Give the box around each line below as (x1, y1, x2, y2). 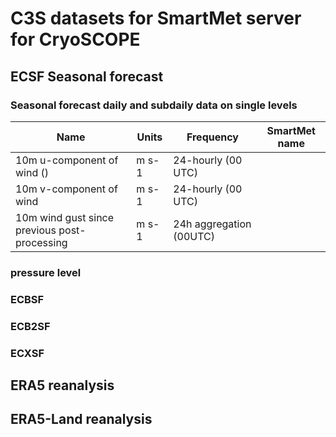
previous (15, 223, 57, 237)
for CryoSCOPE (10, 28, 141, 51)
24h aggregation (173, 217, 252, 231)
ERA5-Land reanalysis (10, 411, 153, 428)
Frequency (186, 130, 239, 144)
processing (15, 235, 68, 249)
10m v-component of (15, 182, 118, 196)
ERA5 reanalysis (10, 377, 115, 394)
